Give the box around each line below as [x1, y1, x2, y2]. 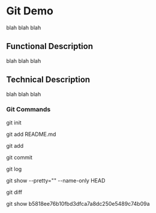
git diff [6, 188, 23, 196]
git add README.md [6, 130, 56, 138]
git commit [6, 154, 33, 161]
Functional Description [6, 41, 94, 51]
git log [6, 165, 22, 172]
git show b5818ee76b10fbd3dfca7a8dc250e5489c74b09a [6, 200, 150, 207]
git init [6, 118, 22, 126]
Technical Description [6, 75, 91, 85]
